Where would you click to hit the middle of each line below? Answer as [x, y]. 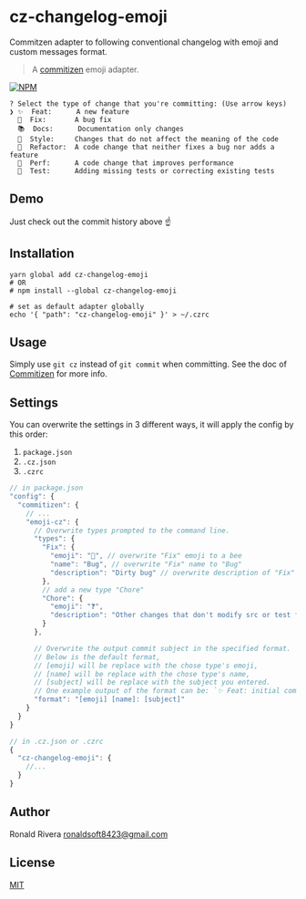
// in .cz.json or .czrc [56, 741]
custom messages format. [58, 51]
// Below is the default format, [97, 657]
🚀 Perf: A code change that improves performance [126, 163]
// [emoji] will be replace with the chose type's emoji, [146, 666]
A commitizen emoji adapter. [85, 69]
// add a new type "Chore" [93, 590]
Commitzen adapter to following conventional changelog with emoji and [144, 42]
